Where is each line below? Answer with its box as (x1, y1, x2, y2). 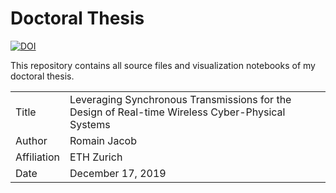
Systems (69, 117, 111, 131)
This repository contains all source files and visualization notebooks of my (10, 59, 316, 71)
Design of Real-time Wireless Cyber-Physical (69, 105, 286, 119)
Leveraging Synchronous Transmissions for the (69, 92, 292, 106)
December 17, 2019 (69, 166, 167, 180)
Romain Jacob (69, 133, 137, 147)
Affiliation (15, 150, 61, 164)
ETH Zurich (69, 150, 123, 164)
